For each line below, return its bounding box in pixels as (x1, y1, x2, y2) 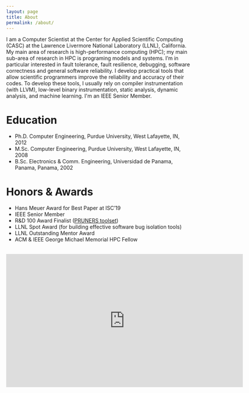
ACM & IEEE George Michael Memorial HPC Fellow (14, 236, 138, 243)
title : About (6, 14, 38, 20)
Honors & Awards (6, 185, 93, 198)
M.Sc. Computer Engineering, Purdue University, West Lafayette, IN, (14, 146, 181, 153)
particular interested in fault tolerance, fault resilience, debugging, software (6, 61, 190, 68)
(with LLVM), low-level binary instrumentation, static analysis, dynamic (6, 86, 179, 94)
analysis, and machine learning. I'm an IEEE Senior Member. (6, 92, 152, 99)
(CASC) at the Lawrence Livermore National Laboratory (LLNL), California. (6, 42, 187, 49)
